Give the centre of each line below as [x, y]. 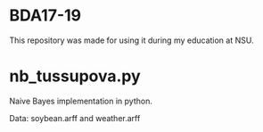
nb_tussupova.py [75, 76]
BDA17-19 [45, 16]
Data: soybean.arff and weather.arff [75, 118]
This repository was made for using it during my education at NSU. [131, 40]
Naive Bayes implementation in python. [81, 101]
